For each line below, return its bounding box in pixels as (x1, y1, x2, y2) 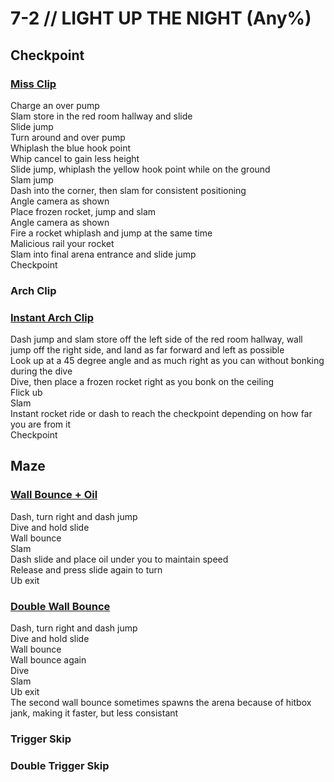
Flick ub (10, 387, 43, 399)
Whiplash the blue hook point (10, 142, 132, 154)
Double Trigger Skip (10, 758, 110, 772)
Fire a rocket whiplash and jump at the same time (10, 227, 213, 239)
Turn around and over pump (10, 131, 126, 143)
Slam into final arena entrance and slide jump (10, 248, 197, 260)
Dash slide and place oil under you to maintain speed (10, 553, 229, 565)
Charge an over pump (10, 99, 100, 111)
